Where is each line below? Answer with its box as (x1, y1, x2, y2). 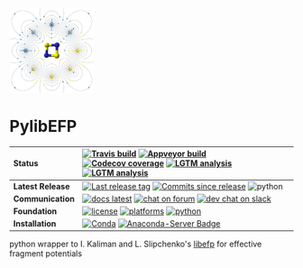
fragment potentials (9, 247, 83, 259)
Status (13, 158, 39, 169)
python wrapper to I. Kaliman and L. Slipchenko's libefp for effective (9, 238, 262, 249)
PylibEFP (9, 116, 78, 137)
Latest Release (13, 180, 70, 191)
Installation (13, 218, 57, 229)
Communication (13, 193, 75, 204)
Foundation (13, 206, 58, 217)
